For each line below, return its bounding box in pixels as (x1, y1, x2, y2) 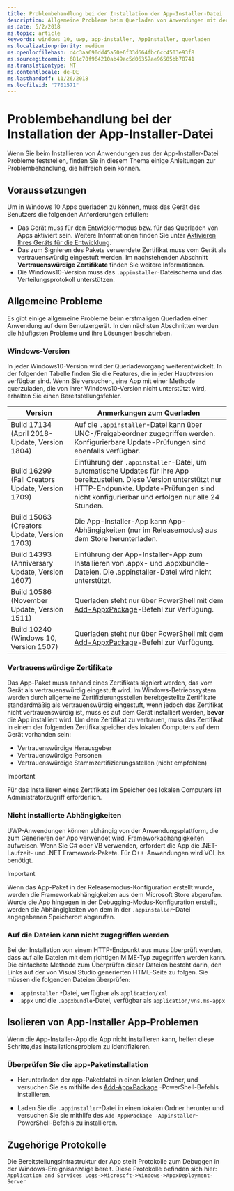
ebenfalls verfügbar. (74, 446, 141, 456)
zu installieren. (75, 1119, 118, 1127)
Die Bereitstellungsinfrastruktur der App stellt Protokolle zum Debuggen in (7, 1157, 220, 1165)
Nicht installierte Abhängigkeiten (7, 811, 122, 820)
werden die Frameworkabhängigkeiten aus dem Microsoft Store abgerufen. (7, 890, 223, 898)
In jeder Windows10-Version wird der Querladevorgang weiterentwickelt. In (7, 362, 223, 371)
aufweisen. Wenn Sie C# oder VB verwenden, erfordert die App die (7, 841, 200, 850)
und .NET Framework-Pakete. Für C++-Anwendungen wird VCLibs (34, 848, 225, 857)
